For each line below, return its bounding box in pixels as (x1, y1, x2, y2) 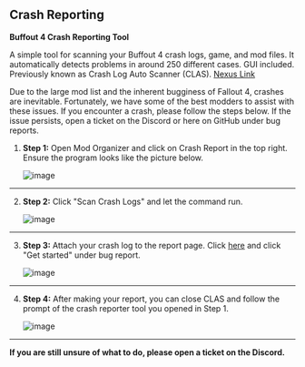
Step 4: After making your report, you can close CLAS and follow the (22, 293, 280, 304)
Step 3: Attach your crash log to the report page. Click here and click (22, 240, 281, 250)
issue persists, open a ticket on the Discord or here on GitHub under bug (9, 115, 281, 126)
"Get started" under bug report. (22, 250, 141, 260)
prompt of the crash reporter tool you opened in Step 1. (22, 302, 230, 313)
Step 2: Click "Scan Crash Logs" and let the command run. (22, 196, 243, 207)
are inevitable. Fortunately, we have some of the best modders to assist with (9, 96, 295, 107)
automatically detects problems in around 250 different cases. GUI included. (9, 58, 295, 69)
